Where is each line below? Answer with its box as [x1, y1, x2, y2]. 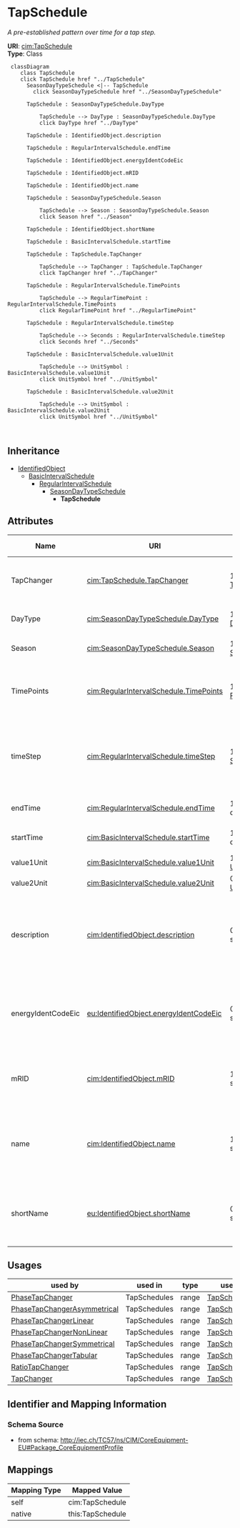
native [11, 1509, 32, 1519]
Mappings [7, 1464, 54, 1476]
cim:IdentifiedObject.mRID [86, 1073, 175, 1083]
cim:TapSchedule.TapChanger [86, 575, 189, 585]
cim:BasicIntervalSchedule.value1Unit [86, 857, 214, 867]
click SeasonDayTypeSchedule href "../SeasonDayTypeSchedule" [33, 88, 222, 95]
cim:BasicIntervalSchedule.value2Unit [86, 878, 214, 888]
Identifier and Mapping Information [7, 1398, 167, 1410]
